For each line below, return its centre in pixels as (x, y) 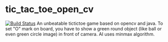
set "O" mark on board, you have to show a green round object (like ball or (83, 28)
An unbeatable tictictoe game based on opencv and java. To (100, 23)
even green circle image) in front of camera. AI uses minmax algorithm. (80, 34)
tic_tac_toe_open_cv (50, 9)
